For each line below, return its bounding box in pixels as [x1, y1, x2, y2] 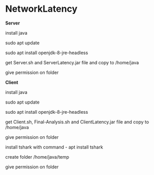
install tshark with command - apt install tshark [5, 144, 103, 150]
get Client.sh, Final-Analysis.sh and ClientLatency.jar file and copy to [5, 118, 149, 125]
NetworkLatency [5, 3, 78, 15]
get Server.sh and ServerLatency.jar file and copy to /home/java [5, 59, 139, 65]
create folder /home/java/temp [5, 154, 70, 160]
